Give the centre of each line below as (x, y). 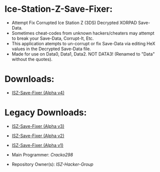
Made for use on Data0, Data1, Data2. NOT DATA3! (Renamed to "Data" (83, 54)
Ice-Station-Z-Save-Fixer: (59, 9)
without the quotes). (32, 59)
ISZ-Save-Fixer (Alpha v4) (38, 92)
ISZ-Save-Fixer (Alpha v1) (37, 145)
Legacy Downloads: (46, 113)
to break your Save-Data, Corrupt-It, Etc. (53, 38)
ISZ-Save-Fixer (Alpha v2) (38, 136)
